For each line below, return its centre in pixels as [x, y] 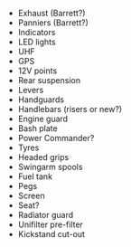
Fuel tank [35, 176]
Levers [31, 90]
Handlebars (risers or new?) [70, 109]
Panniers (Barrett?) [53, 23]
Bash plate [37, 128]
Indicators [37, 32]
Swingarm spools [50, 167]
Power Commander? [56, 138]
